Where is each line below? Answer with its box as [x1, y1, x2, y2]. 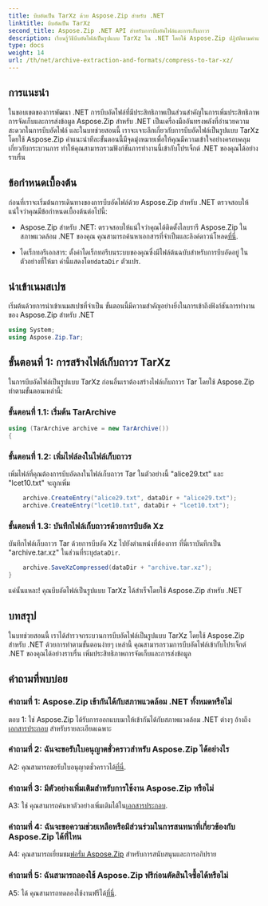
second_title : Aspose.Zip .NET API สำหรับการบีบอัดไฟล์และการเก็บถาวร [8, 26, 210, 34]
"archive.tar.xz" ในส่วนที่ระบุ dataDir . [8, 547, 121, 557]
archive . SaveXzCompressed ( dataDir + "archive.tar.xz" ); [22, 563, 213, 572]
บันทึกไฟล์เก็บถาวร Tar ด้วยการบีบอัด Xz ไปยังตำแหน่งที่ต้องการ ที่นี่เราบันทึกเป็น [8, 539, 222, 548]
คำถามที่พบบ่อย [8, 672, 68, 686]
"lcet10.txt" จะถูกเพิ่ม [8, 478, 70, 488]
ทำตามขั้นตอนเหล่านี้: [8, 386, 64, 395]
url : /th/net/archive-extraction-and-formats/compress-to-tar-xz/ [8, 57, 234, 65]
